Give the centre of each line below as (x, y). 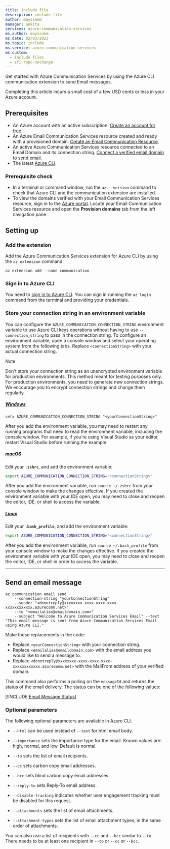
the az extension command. (35, 261)
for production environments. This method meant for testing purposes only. (84, 376)
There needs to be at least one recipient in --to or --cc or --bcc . (72, 841)
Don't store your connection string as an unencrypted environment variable (84, 371)
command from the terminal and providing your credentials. (67, 300)
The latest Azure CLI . (34, 163)
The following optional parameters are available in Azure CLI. (69, 721)
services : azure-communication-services (49, 29)
